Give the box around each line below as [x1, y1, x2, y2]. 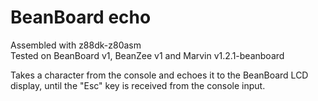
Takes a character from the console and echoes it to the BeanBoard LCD [10, 69, 309, 81]
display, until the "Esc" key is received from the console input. [10, 79, 266, 91]
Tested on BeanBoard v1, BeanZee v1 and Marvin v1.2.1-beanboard [10, 49, 285, 61]
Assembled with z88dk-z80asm [10, 39, 142, 51]
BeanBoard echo [10, 6, 152, 29]
